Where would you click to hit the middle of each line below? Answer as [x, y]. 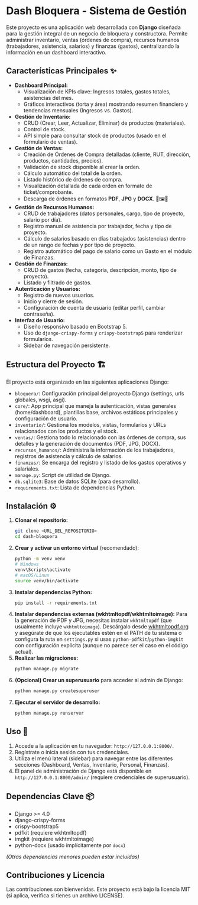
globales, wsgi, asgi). [40, 400]
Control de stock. [45, 129]
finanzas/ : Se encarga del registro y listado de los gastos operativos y [100, 462]
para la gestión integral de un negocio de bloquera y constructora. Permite [97, 33]
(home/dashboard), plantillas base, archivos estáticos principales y [96, 412]
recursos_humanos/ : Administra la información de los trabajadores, [95, 450]
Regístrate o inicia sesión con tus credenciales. [72, 752]
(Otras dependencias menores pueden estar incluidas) [73, 857]
